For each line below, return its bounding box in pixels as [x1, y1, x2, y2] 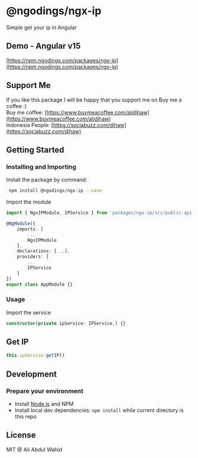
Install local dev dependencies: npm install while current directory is [14, 407, 184, 414]
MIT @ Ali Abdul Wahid [6, 446, 62, 453]
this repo [14, 413, 37, 420]
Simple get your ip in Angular [6, 24, 77, 31]
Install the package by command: [6, 176, 88, 184]
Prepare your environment [6, 387, 84, 395]
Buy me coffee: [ [6, 109, 47, 116]
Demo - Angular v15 [6, 41, 81, 51]
